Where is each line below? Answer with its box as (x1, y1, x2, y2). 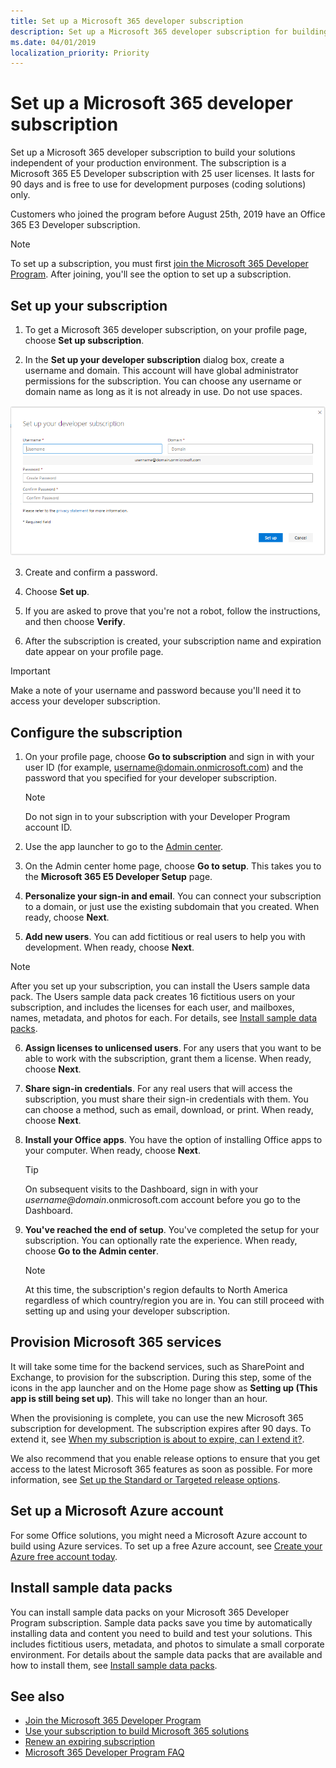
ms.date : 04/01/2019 (10, 37, 97, 47)
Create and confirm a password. (24, 566, 158, 579)
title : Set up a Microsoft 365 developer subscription (10, 16, 244, 26)
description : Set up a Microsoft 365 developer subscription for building (10, 26, 329, 37)
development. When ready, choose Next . (24, 941, 195, 954)
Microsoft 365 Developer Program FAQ (24, 1746, 185, 1759)
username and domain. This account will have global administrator (24, 365, 299, 376)
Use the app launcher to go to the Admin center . (24, 841, 224, 853)
